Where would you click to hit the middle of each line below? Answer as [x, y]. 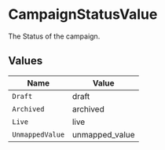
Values [26, 61]
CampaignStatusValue [83, 15]
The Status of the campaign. [54, 36]
